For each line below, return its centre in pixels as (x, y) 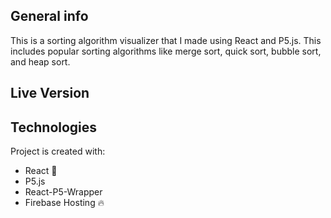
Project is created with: (58, 151)
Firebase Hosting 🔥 (64, 203)
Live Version (50, 93)
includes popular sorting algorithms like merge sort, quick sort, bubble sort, (166, 51)
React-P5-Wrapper (63, 192)
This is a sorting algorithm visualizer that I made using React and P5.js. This (166, 40)
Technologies (54, 127)
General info (49, 16)
